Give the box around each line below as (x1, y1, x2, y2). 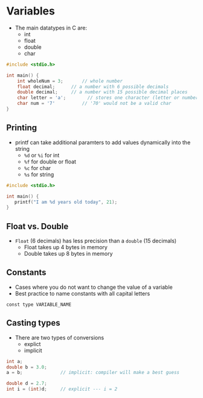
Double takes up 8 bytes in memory (24, 250, 113, 257)
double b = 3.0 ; (6, 364, 47, 370)
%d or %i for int (24, 151, 60, 159)
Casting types (6, 318, 60, 328)
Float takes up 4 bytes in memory (24, 244, 108, 251)
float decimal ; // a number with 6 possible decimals (17, 83, 169, 90)
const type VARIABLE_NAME (6, 302, 71, 308)
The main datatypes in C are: (14, 24, 88, 31)
